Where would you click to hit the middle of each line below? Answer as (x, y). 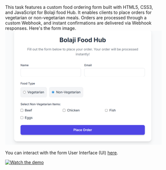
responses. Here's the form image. (41, 28)
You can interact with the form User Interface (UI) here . (62, 153)
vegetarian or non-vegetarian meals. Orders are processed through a (76, 18)
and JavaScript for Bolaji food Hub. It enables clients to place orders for (79, 12)
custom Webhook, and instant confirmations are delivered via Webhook (78, 23)
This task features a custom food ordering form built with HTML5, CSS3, (79, 7)
